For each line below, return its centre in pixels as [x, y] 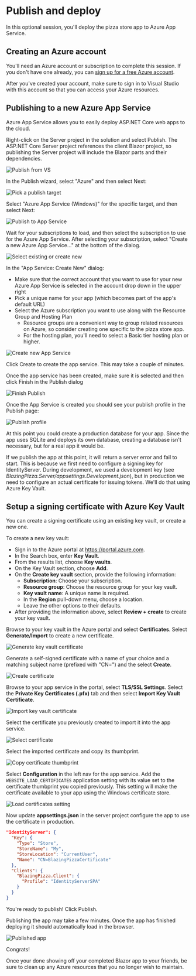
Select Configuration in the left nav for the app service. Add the [83, 774]
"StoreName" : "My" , [40, 849]
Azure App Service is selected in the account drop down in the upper [98, 285]
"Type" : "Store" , [38, 844]
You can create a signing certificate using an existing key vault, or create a [96, 521]
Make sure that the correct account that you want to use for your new [98, 279]
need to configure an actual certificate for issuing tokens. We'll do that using [98, 482]
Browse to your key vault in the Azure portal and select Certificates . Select [97, 629]
